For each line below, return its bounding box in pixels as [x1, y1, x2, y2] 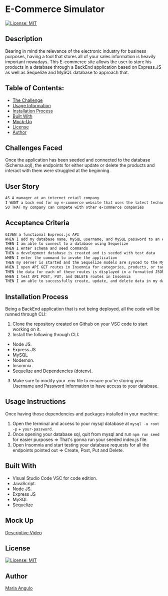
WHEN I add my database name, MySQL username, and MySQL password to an [5, 237, 160, 242]
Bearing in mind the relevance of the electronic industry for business [5, 48, 146, 54]
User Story [5, 182, 39, 191]
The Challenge [12, 97, 43, 103]
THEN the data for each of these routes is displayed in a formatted [5, 269, 153, 274]
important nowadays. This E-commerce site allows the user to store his [5, 59, 151, 65]
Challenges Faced [5, 143, 62, 152]
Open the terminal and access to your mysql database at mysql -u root [12, 420, 159, 426]
